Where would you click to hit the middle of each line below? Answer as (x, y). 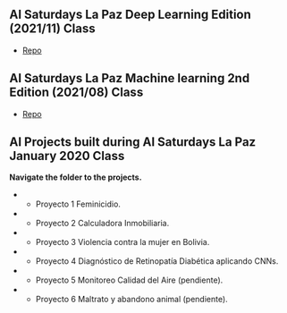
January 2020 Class (67, 156)
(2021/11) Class (52, 29)
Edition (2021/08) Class (76, 93)
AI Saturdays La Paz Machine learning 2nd (130, 78)
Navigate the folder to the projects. (76, 177)
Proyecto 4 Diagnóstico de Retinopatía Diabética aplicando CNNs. (157, 261)
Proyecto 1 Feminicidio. (78, 204)
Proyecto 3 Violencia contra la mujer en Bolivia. (122, 242)
